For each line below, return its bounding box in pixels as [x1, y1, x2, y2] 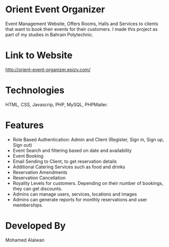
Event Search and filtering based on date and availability [12, 147, 132, 154]
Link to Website [5, 50, 73, 61]
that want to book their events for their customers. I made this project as [5, 26, 158, 32]
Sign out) [12, 142, 32, 148]
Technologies [5, 85, 65, 96]
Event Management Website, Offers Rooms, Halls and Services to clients [5, 21, 159, 27]
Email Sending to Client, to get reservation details [12, 158, 117, 164]
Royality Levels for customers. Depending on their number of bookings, [12, 180, 164, 186]
